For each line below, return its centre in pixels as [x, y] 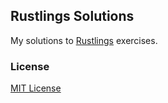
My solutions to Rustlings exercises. [84, 40]
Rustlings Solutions [72, 16]
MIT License [36, 88]
